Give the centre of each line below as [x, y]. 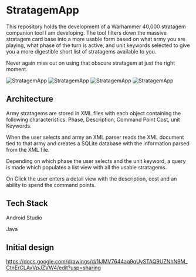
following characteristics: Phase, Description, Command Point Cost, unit [93, 119]
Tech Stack [27, 203]
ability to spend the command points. [51, 185]
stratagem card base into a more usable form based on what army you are [96, 39]
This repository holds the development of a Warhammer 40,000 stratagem [96, 26]
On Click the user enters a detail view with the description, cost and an [92, 178]
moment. [17, 69]
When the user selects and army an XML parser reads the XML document [95, 137]
